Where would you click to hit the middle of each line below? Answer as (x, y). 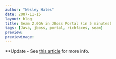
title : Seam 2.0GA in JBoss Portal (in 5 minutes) (58, 23)
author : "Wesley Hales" (30, 10)
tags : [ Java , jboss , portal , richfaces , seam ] (54, 28)
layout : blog (19, 19)
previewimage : (20, 37)
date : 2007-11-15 (23, 14)
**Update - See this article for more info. (47, 51)
